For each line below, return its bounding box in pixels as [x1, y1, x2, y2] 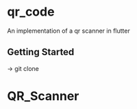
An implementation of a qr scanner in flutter [7, 27, 130, 35]
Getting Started [7, 46, 75, 58]
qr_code [7, 4, 55, 20]
